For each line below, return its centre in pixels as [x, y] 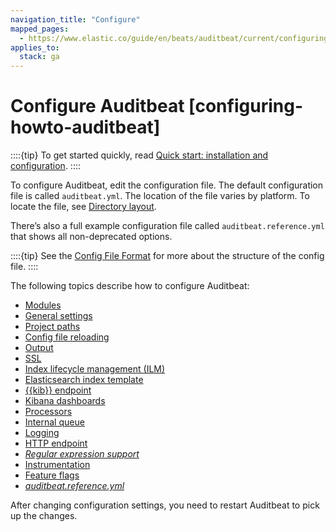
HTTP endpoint [56, 443]
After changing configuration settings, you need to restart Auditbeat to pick [165, 505]
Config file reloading [67, 337]
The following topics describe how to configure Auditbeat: [130, 286]
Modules [43, 305]
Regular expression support [82, 454]
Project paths [52, 327]
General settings [58, 316]
